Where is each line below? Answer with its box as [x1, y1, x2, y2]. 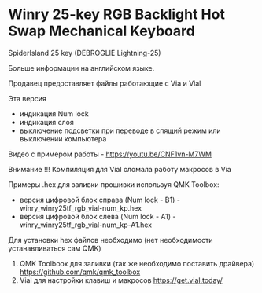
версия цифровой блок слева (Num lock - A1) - [19, 211, 176, 221]
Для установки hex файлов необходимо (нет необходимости [8, 235, 214, 244]
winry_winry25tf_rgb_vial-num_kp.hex [19, 203, 142, 213]
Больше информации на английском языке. [8, 63, 155, 72]
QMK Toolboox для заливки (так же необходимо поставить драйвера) [19, 258, 255, 268]
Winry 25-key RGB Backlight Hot [8, 5, 226, 24]
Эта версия [8, 93, 47, 103]
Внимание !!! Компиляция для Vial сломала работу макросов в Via [8, 164, 232, 174]
